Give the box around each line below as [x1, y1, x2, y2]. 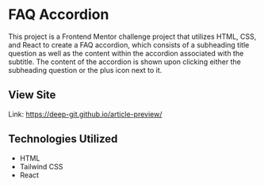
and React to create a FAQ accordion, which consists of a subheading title [8, 40, 250, 49]
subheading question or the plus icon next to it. [8, 65, 163, 74]
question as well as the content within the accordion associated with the [8, 48, 244, 58]
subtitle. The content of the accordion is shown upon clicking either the [8, 57, 242, 66]
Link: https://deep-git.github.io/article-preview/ [8, 109, 163, 119]
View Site [8, 89, 56, 102]
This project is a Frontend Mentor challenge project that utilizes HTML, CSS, [8, 32, 257, 41]
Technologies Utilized [8, 132, 118, 146]
